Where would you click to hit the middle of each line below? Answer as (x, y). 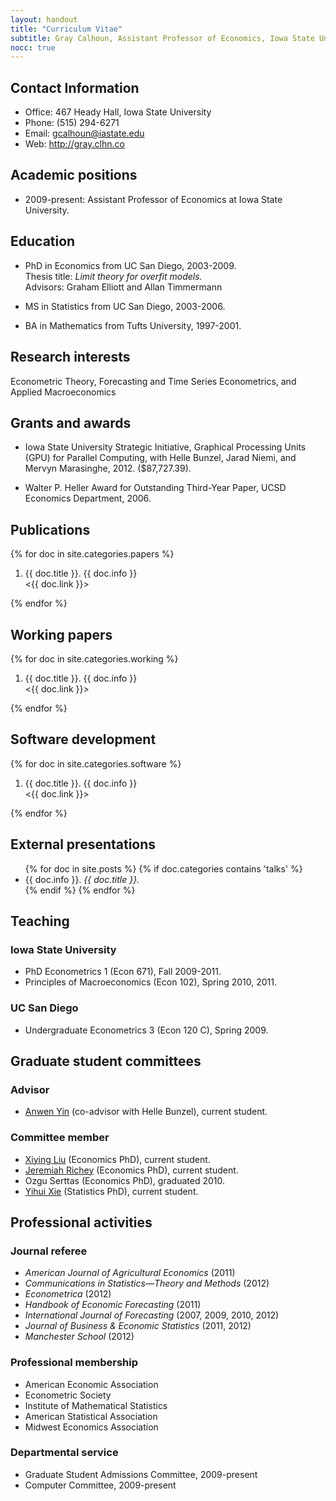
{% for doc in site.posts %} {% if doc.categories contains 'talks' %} (163, 868)
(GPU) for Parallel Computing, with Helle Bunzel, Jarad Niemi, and (160, 458)
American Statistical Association (91, 1416)
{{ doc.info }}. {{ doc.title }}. (82, 879)
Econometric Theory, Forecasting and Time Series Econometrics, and (153, 381)
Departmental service (64, 1453)
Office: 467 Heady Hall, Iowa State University (118, 112)
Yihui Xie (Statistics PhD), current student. (111, 1191)
